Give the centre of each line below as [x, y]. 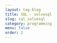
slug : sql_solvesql [25, 19]
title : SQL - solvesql [28, 14]
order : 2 [14, 33]
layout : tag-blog [23, 10]
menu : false [17, 28]
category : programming [28, 23]
